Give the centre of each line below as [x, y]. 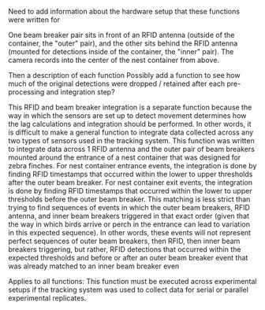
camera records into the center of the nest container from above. [114, 60]
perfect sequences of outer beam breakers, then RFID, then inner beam [124, 241]
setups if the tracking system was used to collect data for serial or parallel [128, 290]
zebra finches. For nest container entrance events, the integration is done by [132, 166]
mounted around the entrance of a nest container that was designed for [125, 157]
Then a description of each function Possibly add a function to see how [124, 75]
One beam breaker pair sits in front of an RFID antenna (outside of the [121, 35]
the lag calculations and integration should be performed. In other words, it [130, 124]
